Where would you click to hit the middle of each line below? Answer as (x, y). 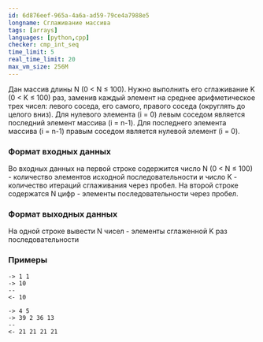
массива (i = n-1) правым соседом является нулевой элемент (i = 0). (124, 131)
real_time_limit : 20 (42, 60)
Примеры (28, 260)
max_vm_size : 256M (38, 67)
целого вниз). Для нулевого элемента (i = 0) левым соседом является (127, 114)
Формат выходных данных (63, 214)
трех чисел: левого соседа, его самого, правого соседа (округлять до (127, 106)
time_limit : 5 (31, 52)
